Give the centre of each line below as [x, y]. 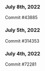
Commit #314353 [22, 41]
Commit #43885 [21, 18]
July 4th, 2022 [23, 53]
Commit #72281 [21, 64]
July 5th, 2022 [22, 30]
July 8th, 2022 [22, 7]
